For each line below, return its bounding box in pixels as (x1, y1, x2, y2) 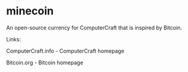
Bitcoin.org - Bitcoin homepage (6, 59, 83, 66)
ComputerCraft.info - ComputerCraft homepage (6, 47, 125, 55)
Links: (6, 35, 21, 43)
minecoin (6, 4, 54, 18)
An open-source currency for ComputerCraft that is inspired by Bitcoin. (6, 24, 183, 31)
